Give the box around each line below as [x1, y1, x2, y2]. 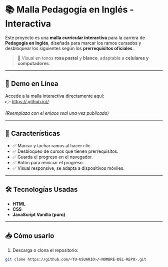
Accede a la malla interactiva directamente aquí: [5, 93, 104, 99]
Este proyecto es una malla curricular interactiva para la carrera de [5, 35, 145, 41]
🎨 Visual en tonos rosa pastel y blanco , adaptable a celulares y [17, 55, 149, 61]
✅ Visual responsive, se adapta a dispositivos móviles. [12, 165, 125, 171]
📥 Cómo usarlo [5, 231, 54, 240]
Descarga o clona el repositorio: [12, 247, 78, 253]
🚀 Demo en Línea [5, 80, 58, 88]
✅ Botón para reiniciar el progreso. [12, 159, 84, 165]
